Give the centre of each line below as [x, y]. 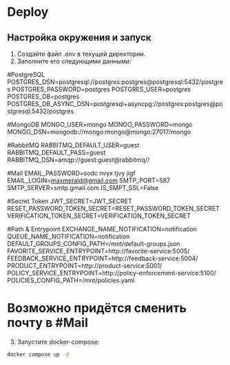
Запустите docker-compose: [58, 342]
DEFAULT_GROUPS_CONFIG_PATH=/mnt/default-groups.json [94, 244]
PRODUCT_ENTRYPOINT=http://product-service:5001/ [85, 265]
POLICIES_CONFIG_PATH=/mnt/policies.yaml [71, 280]
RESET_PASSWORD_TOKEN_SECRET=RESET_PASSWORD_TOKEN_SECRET [114, 208]
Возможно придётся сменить [97, 308]
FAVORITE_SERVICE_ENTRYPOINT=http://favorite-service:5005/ [98, 251]
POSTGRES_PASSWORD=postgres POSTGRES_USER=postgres [102, 89]
